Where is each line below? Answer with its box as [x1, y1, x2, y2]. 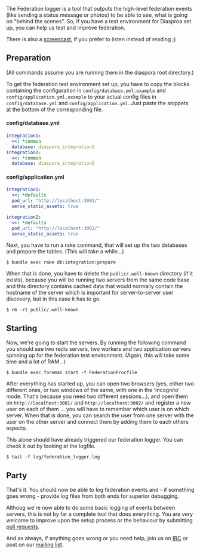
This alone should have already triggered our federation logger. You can [6, 436, 183, 443]
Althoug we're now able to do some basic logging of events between [6, 504, 176, 512]
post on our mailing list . [6, 541, 64, 549]
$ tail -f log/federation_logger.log [6, 454, 100, 460]
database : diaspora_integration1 [11, 143, 95, 150]
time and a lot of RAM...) [6, 358, 66, 365]
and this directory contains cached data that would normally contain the [6, 283, 183, 290]
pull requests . [6, 523, 40, 531]
